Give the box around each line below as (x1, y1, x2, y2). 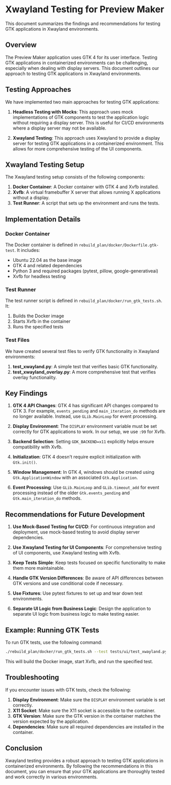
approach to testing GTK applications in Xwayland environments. (5, 70, 141, 77)
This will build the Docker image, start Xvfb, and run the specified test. (5, 658, 154, 664)
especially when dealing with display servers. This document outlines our (5, 65, 159, 71)
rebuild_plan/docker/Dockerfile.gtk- (78, 243, 159, 248)
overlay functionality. (12, 374, 57, 381)
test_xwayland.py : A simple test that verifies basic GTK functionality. (12, 363, 159, 369)
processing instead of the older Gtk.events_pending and (12, 490, 130, 496)
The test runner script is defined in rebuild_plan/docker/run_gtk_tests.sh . (5, 297, 162, 304)
